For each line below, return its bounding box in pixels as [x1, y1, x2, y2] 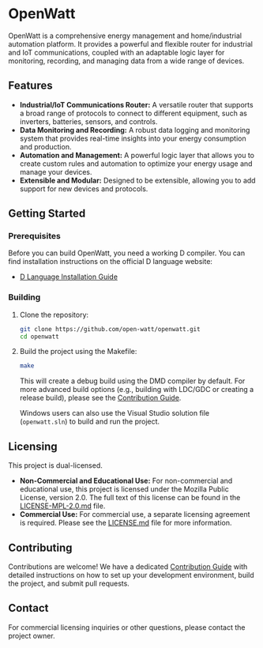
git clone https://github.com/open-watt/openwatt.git [19, 325, 201, 333]
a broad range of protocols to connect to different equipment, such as [19, 108, 247, 118]
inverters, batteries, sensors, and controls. [19, 116, 158, 126]
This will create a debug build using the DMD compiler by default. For [19, 376, 246, 386]
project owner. [8, 631, 55, 640]
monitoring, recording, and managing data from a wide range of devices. [8, 56, 245, 66]
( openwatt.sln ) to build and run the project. [19, 416, 160, 427]
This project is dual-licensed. [8, 461, 103, 470]
